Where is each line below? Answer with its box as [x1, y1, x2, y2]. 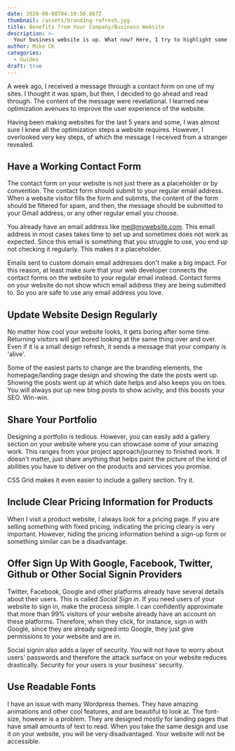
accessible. [7, 737, 41, 745]
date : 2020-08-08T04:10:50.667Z [7, 10, 102, 18]
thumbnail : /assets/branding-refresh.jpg [7, 17, 130, 24]
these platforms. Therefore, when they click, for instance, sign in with [7, 617, 208, 625]
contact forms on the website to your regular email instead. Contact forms [7, 273, 221, 282]
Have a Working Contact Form [7, 161, 142, 173]
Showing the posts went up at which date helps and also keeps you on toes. [7, 379, 227, 387]
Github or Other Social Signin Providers [7, 568, 182, 580]
